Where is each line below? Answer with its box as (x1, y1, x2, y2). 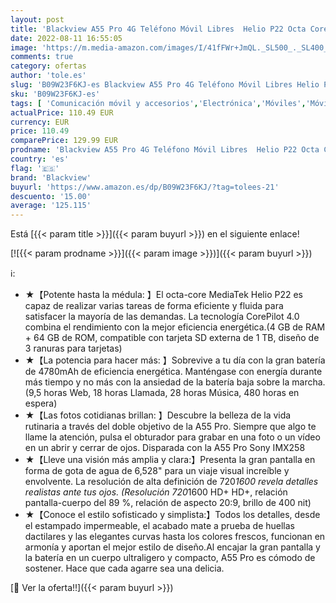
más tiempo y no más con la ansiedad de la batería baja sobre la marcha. (24, 376, 326, 388)
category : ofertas (10, 61, 87, 71)
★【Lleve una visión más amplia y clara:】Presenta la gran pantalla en (24, 454, 316, 466)
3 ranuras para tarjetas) (24, 342, 123, 355)
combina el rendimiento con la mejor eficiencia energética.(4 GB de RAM (24, 321, 326, 333)
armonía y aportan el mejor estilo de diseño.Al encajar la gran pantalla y (24, 541, 321, 553)
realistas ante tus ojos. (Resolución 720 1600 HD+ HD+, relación (24, 486, 288, 498)
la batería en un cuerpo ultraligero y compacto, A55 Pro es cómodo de (24, 552, 316, 564)
